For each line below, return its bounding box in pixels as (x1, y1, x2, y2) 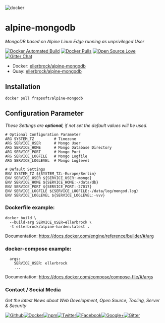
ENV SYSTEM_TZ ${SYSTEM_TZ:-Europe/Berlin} (5, 171, 97, 176)
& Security (5, 303, 27, 309)
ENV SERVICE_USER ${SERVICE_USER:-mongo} (5, 175, 92, 181)
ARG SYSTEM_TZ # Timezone (5, 136, 77, 141)
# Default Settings (5, 167, 46, 172)
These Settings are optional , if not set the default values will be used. (5, 122, 148, 129)
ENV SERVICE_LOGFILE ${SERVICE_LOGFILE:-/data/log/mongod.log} (5, 189, 139, 194)
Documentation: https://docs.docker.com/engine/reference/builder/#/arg (5, 233, 154, 239)
